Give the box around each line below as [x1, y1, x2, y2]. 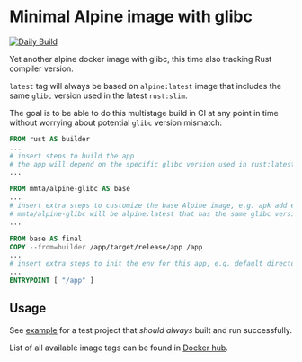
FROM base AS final [9, 234, 83, 243]
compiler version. [9, 63, 74, 74]
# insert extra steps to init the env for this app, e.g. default [9, 259, 263, 268]
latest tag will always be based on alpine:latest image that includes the [9, 80, 281, 91]
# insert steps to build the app [9, 151, 135, 160]
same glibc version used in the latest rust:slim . [9, 90, 188, 101]
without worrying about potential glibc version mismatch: [9, 117, 223, 128]
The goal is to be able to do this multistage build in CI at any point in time [9, 107, 279, 118]
